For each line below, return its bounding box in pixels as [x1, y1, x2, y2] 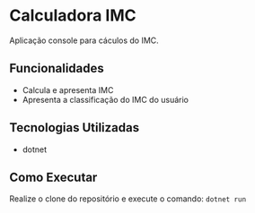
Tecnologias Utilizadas [9, 120, 140, 135]
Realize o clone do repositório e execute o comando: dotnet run [9, 193, 247, 204]
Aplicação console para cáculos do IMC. [9, 35, 159, 46]
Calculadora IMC [9, 5, 136, 26]
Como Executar [9, 169, 98, 184]
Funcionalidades [9, 61, 105, 76]
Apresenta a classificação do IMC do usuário [22, 94, 189, 105]
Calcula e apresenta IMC [22, 84, 114, 95]
